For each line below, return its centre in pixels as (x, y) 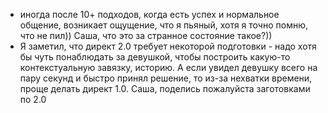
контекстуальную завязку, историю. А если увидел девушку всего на (168, 67)
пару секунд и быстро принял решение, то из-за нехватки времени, (166, 78)
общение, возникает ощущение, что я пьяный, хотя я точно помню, (163, 25)
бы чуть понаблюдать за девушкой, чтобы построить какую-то (155, 57)
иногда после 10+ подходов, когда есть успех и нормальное (149, 14)
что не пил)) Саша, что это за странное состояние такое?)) (146, 35)
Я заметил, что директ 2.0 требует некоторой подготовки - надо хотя (168, 46)
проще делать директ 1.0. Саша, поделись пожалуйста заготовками (165, 88)
